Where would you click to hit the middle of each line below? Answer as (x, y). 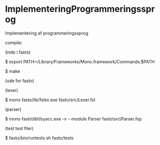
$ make (13, 71)
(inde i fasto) (18, 52)
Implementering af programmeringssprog (47, 33)
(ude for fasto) (20, 81)
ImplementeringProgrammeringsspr (80, 9)
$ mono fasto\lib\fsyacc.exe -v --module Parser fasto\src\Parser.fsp (73, 118)
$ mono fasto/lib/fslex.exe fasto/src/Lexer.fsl (50, 100)
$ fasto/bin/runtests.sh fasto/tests (39, 138)
